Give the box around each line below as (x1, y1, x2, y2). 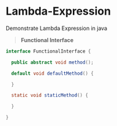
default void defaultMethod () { (11, 70, 94, 76)
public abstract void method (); (11, 59, 94, 65)
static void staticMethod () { (11, 92, 88, 98)
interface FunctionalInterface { (6, 48, 91, 54)
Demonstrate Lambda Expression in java (6, 24, 108, 32)
